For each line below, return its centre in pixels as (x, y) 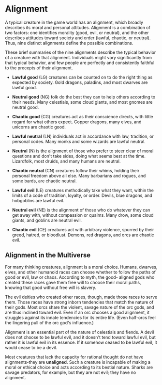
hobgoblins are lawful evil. (38, 200)
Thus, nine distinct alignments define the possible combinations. (69, 43)
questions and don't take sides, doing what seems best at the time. (79, 156)
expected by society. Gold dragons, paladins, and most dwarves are (80, 82)
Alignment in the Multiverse (48, 255)
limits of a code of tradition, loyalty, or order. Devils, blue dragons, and (82, 195)
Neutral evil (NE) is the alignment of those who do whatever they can (81, 210)
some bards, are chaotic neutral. (44, 181)
